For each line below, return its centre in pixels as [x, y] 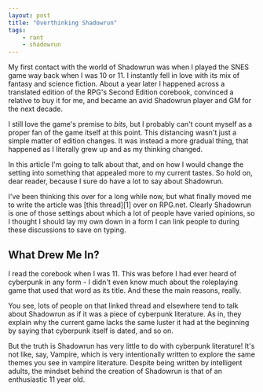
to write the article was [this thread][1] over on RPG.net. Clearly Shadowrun [130, 205]
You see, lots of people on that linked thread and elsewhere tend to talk [123, 305]
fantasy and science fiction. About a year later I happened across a [117, 84]
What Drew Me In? [54, 255]
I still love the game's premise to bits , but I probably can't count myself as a [130, 124]
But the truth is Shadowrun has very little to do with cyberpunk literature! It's [131, 346]
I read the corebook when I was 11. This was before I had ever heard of [122, 273]
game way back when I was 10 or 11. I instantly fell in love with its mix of [124, 76]
